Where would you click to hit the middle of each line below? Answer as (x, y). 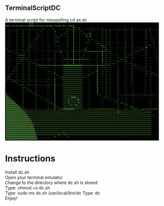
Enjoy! (11, 198)
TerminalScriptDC (33, 8)
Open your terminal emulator (34, 177)
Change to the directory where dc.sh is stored (51, 183)
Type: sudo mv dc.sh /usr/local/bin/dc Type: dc (53, 193)
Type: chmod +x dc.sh (28, 187)
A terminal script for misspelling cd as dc (46, 20)
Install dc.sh (17, 172)
